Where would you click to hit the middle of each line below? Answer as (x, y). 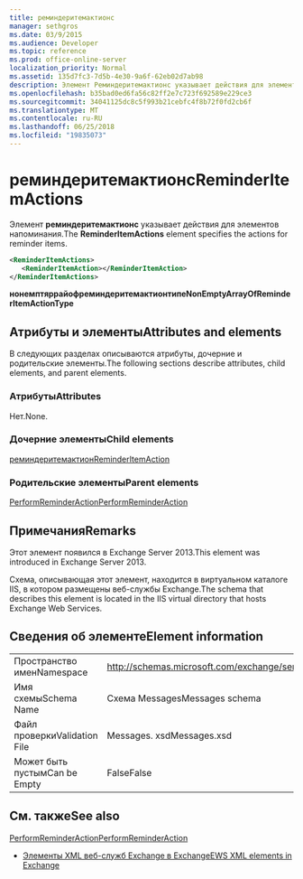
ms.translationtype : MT (54, 110)
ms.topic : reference (48, 51)
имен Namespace (51, 672)
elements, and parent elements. (68, 373)
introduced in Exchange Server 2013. (78, 562)
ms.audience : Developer (54, 43)
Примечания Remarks (73, 531)
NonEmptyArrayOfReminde (239, 294)
